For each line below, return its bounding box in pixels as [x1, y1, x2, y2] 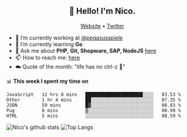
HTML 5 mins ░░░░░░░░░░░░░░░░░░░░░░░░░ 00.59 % [6, 113, 182, 119]
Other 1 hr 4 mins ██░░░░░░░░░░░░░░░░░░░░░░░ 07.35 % [6, 97, 182, 103]
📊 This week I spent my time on [6, 77, 89, 85]
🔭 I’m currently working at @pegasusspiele [15, 34, 123, 41]
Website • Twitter [80, 22, 125, 29]
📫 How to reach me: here [15, 54, 80, 61]
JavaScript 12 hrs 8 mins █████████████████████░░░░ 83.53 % [6, 91, 182, 97]
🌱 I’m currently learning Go [15, 40, 83, 47]
